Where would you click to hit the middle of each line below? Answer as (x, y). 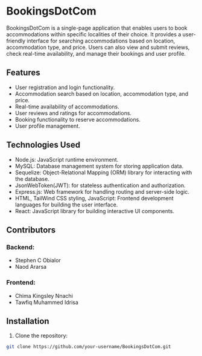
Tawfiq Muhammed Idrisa (46, 302)
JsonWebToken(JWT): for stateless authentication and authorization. (100, 185)
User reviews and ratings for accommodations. (73, 113)
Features (23, 73)
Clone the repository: (41, 336)
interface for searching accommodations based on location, (101, 41)
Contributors (31, 230)
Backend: (21, 247)
